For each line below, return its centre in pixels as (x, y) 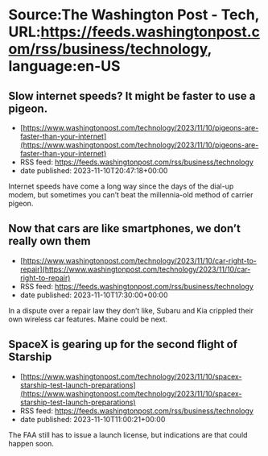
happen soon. (31, 443)
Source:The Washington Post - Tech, (134, 15)
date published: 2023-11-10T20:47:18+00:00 (94, 170)
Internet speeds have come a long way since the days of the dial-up (121, 186)
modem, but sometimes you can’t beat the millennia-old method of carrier (131, 195)
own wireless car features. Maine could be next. (88, 319)
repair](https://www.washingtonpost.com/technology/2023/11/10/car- (135, 269)
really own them (49, 241)
